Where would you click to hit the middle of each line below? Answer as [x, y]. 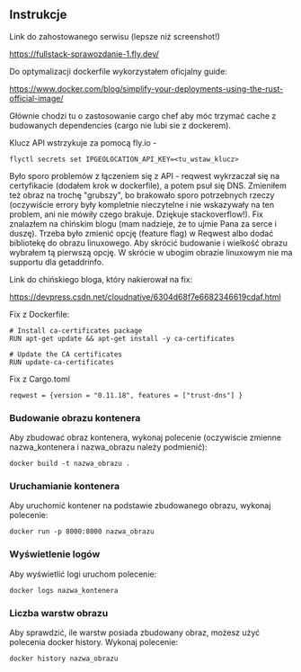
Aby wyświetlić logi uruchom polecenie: [83, 574]
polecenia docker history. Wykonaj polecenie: [93, 642]
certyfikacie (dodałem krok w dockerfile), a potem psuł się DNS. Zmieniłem [148, 185]
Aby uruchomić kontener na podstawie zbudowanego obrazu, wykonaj [140, 506]
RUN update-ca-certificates [62, 362]
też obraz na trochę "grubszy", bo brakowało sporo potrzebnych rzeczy [142, 195]
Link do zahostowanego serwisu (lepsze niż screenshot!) [115, 36]
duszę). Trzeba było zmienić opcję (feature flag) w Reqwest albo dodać [142, 233]
